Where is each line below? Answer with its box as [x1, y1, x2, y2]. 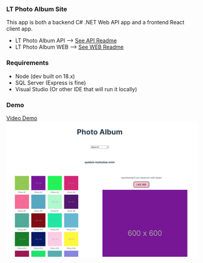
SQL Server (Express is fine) [15, 79, 86, 86]
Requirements [6, 58, 49, 67]
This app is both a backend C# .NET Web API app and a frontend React [6, 19, 185, 26]
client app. [6, 25, 33, 32]
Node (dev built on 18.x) [15, 72, 75, 80]
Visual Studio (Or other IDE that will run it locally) [15, 85, 137, 93]
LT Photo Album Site [6, 5, 67, 13]
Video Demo [6, 114, 38, 122]
